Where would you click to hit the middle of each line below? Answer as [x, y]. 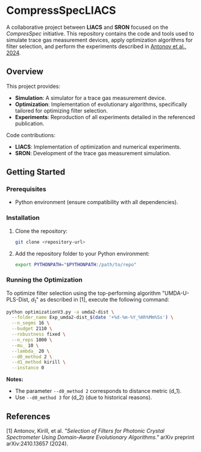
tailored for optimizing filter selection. [61, 110]
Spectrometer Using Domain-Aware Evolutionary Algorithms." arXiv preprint [100, 438]
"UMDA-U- [176, 293]
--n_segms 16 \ [31, 323]
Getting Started [36, 172]
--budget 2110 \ [32, 329]
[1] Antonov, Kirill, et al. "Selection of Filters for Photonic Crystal [85, 431]
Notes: [15, 379]
